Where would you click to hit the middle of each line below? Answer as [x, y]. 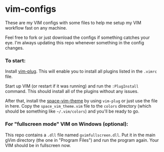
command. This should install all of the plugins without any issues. [72, 91]
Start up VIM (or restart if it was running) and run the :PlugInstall [72, 86]
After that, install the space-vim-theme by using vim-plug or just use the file [81, 101]
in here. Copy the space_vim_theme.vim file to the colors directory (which [78, 106]
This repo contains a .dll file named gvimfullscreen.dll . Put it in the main [80, 135]
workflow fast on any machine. [36, 28]
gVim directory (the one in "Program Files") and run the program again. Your [82, 140]
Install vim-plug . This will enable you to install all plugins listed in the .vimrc [81, 71]
